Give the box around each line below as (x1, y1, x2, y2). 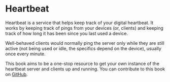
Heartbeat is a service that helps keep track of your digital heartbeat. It (5, 20, 154, 26)
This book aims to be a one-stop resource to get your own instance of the (5, 60, 160, 66)
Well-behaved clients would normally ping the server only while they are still (5, 40, 165, 46)
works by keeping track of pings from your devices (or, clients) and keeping (5, 25, 164, 31)
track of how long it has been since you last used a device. (5, 30, 128, 36)
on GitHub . (5, 71, 28, 77)
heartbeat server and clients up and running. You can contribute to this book (5, 66, 165, 72)
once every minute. (5, 51, 46, 57)
